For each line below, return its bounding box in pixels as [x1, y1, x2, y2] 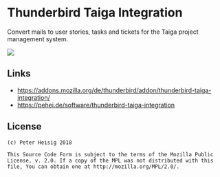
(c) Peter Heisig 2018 [7, 139, 72, 146]
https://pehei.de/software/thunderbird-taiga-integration [16, 101, 175, 109]
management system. [7, 34, 69, 43]
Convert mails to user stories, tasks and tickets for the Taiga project [7, 28, 199, 36]
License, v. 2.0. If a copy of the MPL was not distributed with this [7, 157, 214, 164]
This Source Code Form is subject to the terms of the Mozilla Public [7, 151, 214, 158]
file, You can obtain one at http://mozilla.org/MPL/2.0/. [7, 163, 180, 170]
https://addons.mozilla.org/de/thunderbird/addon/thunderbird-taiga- [16, 86, 212, 94]
